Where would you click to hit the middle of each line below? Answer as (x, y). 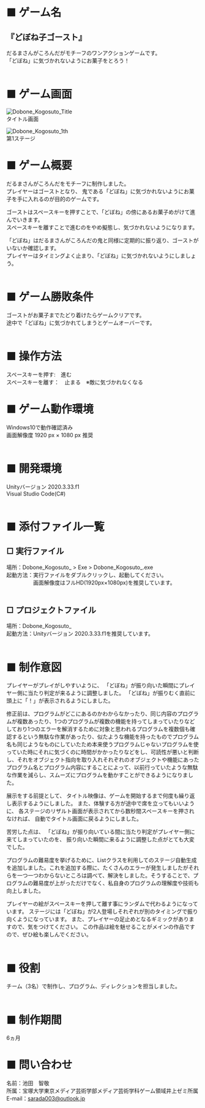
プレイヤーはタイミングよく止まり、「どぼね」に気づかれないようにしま (96, 256)
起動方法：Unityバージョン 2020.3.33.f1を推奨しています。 (80, 634)
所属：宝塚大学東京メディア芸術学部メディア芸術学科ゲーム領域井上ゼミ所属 (102, 1091)
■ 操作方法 (34, 356)
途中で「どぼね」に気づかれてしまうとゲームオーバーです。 (81, 323)
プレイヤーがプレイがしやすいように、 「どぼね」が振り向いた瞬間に (93, 686)
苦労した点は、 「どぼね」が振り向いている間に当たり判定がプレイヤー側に (101, 832)
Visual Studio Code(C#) (36, 494)
